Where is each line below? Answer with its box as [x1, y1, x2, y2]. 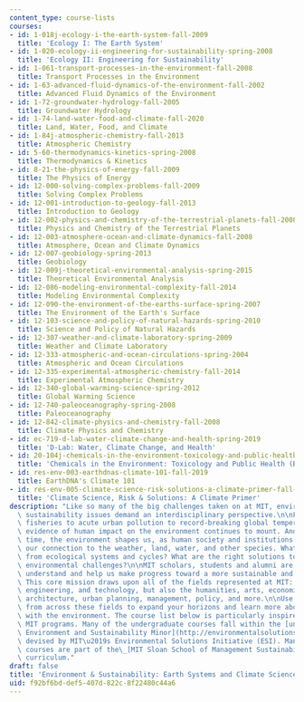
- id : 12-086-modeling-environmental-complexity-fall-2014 [9, 283, 237, 292]
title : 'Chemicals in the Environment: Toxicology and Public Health [17, 459, 285, 469]
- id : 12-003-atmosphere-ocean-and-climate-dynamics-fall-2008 [9, 232, 253, 241]
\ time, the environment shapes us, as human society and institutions [17, 535, 294, 544]
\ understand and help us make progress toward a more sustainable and [17, 569, 294, 578]
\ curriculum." [17, 653, 75, 662]
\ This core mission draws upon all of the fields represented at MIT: [17, 577, 294, 587]
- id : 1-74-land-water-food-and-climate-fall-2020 [9, 114, 204, 123]
